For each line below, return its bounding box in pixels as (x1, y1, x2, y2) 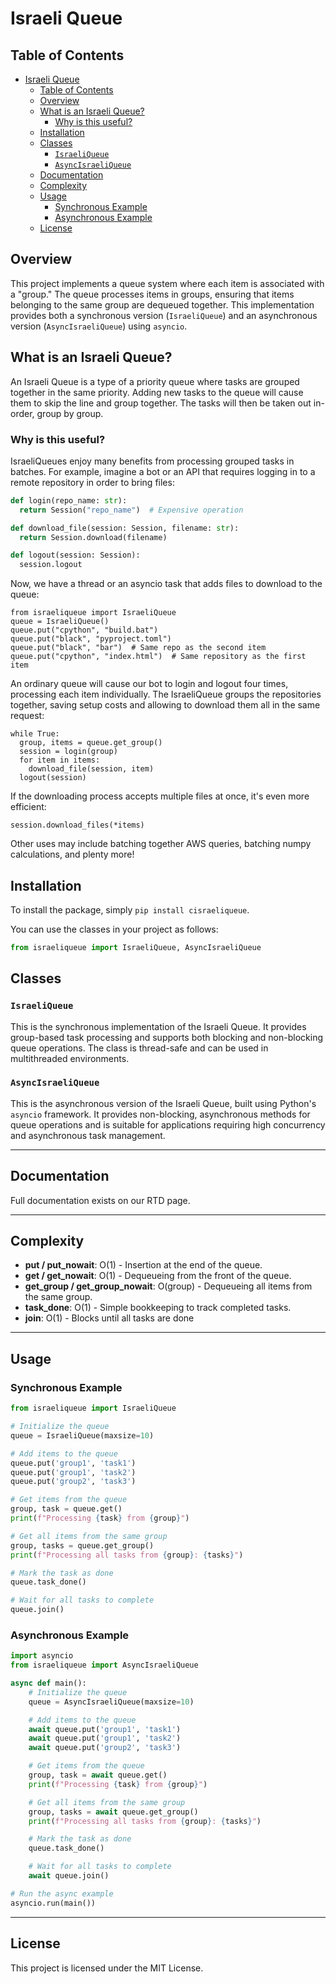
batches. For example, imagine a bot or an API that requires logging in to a (10, 465, 316, 477)
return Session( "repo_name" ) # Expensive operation (19, 505, 244, 515)
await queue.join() (28, 1871, 110, 1881)
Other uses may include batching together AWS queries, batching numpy (10, 838, 312, 850)
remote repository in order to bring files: (10, 476, 175, 488)
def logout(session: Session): (10, 550, 141, 561)
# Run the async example (10, 1888, 114, 1899)
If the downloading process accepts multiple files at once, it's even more (10, 790, 310, 802)
